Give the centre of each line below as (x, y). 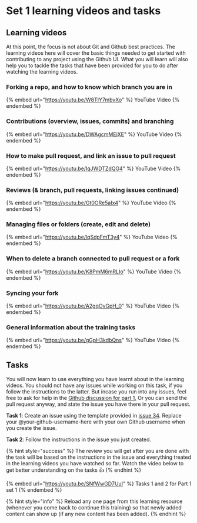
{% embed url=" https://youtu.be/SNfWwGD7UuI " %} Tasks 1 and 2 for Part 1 (99, 484)
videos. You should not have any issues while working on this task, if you (94, 385)
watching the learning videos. (42, 72)
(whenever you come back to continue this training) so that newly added (94, 508)
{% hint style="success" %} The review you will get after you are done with (98, 451)
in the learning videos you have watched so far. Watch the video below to (95, 464)
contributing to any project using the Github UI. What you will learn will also (97, 59)
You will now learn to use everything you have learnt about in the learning (95, 379)
